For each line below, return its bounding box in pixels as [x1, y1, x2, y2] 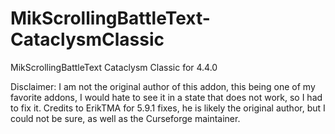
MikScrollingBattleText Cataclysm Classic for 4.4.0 [10, 61, 218, 73]
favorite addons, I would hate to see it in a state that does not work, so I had [10, 91, 323, 103]
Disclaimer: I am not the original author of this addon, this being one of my [10, 80, 316, 92]
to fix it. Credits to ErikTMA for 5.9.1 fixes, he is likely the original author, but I [10, 102, 326, 114]
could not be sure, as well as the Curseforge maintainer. [10, 112, 241, 124]
